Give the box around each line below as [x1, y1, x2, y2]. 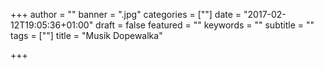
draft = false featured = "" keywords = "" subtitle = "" [95, 19, 315, 31]
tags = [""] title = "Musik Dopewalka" [10, 30, 163, 41]
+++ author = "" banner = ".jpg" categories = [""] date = [10, 9, 242, 20]
